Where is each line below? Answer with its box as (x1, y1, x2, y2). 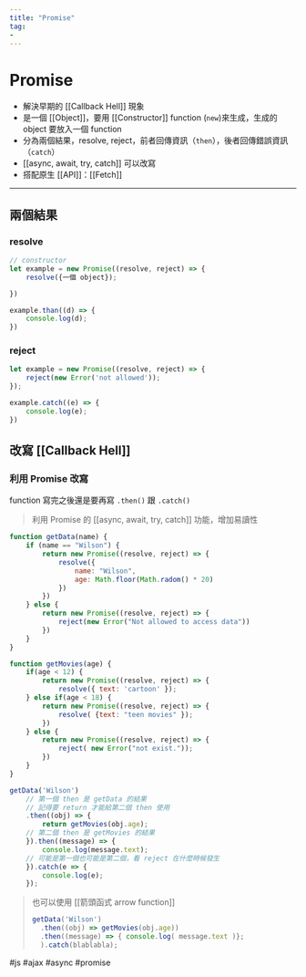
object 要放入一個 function (22, 124, 123, 135)
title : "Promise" (9, 13, 76, 23)
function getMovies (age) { (9, 659, 112, 669)
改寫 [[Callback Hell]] (9, 443, 131, 459)
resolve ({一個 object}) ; (25, 273, 117, 282)
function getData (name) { (9, 533, 107, 542)
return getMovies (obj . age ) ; (42, 820, 148, 829)
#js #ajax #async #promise (9, 957, 111, 968)
